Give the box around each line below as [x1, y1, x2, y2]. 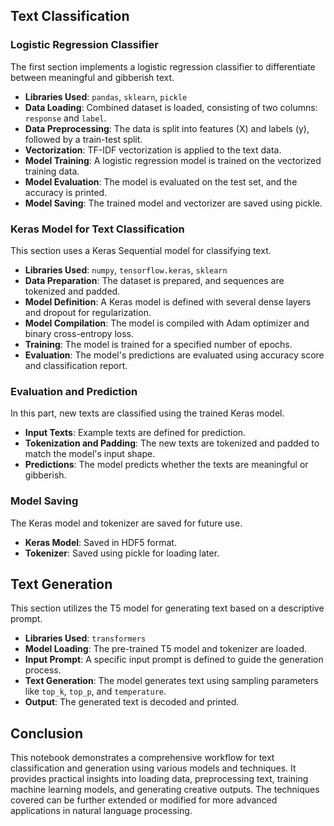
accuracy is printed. [24, 186, 108, 198]
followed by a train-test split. [24, 133, 143, 145]
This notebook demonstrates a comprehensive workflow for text [10, 752, 275, 764]
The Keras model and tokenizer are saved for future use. [10, 517, 243, 529]
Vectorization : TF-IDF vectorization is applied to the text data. [24, 144, 282, 156]
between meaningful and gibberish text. [10, 71, 175, 83]
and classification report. [24, 359, 128, 371]
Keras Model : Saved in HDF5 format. [24, 536, 177, 548]
